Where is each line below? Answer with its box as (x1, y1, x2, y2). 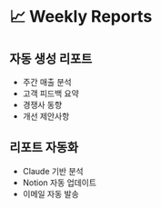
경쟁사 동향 (22, 100, 63, 110)
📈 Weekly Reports (9, 6, 153, 27)
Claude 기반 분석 (22, 165, 84, 176)
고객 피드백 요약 (22, 88, 79, 99)
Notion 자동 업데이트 (22, 177, 97, 188)
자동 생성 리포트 (9, 51, 93, 66)
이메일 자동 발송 (22, 188, 79, 199)
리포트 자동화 (9, 140, 79, 155)
